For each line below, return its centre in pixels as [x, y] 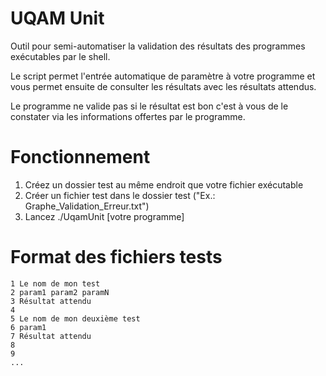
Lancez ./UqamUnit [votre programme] [104, 216]
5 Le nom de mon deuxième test [75, 318]
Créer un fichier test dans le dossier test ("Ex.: [120, 195]
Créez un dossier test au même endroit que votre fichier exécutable [164, 184]
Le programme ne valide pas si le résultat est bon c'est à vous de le [149, 106]
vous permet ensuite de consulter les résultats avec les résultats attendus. [163, 86]
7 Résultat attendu [51, 336]
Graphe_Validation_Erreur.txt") [87, 206]
